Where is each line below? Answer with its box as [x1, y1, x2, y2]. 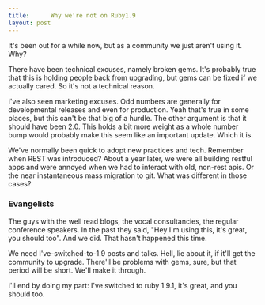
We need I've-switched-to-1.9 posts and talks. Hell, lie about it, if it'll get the [8, 248, 256, 258]
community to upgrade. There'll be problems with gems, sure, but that [8, 257, 237, 266]
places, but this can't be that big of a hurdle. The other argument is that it [8, 113, 247, 122]
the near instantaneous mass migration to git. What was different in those [8, 171, 248, 180]
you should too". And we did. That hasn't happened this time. [8, 233, 207, 243]
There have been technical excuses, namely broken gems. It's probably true [8, 64, 256, 73]
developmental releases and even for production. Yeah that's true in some [8, 104, 249, 115]
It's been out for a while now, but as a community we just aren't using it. [8, 40, 243, 50]
